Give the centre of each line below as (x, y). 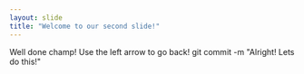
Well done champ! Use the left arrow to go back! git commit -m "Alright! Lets (152, 51)
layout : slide (36, 18)
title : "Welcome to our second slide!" (85, 26)
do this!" (25, 61)
